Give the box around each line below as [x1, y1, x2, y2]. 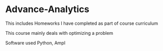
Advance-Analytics [5, 4, 90, 15]
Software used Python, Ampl [5, 39, 66, 46]
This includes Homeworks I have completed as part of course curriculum [5, 20, 158, 26]
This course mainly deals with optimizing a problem [5, 30, 114, 36]
